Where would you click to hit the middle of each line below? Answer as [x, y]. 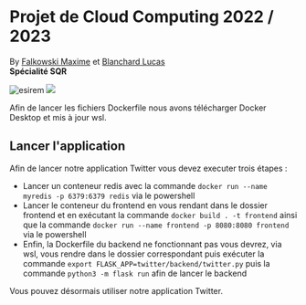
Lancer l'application [68, 147]
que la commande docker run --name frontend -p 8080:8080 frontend [156, 225]
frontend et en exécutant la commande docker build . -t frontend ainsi [160, 215]
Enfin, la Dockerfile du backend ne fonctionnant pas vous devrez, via [152, 244]
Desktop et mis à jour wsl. [58, 117]
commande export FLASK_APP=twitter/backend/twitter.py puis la [147, 263]
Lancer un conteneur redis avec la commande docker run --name [145, 185]
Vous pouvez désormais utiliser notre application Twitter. [116, 290]
